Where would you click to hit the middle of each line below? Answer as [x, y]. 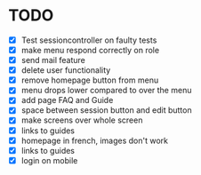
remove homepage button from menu [90, 80]
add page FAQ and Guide [67, 100]
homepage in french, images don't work [94, 140]
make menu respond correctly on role [90, 50]
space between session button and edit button [106, 110]
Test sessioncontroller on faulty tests [89, 40]
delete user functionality [66, 70]
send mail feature [53, 60]
